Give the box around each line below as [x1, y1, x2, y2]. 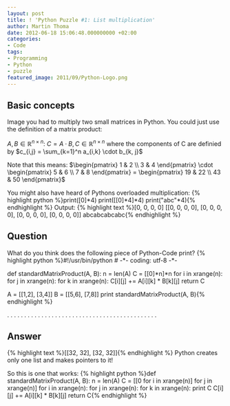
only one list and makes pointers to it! [7, 356, 114, 365]
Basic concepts [7, 99, 75, 111]
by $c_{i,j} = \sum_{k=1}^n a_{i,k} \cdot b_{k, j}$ [7, 147, 143, 156]
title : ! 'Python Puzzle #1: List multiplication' [7, 17, 156, 23]
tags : [7, 49, 23, 56]
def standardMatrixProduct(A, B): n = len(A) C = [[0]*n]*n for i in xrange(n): [7, 269, 223, 277]
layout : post [7, 10, 45, 17]
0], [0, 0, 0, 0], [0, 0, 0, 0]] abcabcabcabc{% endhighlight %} [7, 211, 181, 219]
